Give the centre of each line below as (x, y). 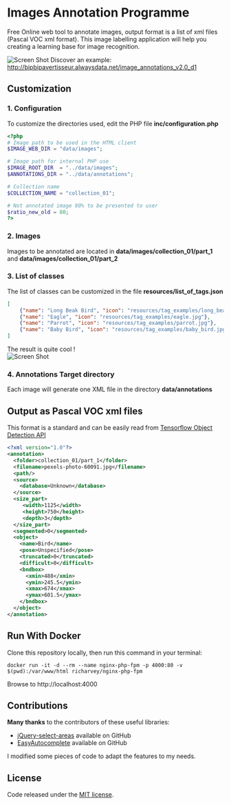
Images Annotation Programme (98, 13)
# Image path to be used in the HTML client (72, 143)
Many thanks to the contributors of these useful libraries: (88, 722)
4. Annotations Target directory (61, 375)
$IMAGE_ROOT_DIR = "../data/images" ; (63, 168)
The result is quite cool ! (41, 349)
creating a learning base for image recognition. (74, 46)
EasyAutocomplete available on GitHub (72, 743)
